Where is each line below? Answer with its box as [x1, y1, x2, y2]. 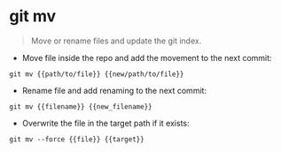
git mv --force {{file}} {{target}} [9, 134, 144, 143]
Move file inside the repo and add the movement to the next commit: [21, 52, 272, 63]
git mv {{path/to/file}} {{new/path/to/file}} [9, 69, 184, 79]
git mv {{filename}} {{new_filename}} [9, 102, 152, 111]
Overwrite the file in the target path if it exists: [21, 118, 190, 128]
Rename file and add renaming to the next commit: [21, 85, 207, 96]
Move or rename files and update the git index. [30, 35, 202, 46]
